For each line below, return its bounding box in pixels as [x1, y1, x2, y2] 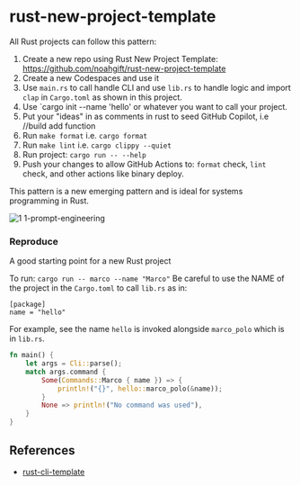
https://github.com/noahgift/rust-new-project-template [22, 63, 226, 74]
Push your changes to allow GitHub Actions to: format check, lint [22, 158, 267, 169]
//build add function [22, 120, 96, 131]
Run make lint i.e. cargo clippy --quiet [22, 139, 172, 150]
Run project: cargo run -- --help [22, 148, 146, 159]
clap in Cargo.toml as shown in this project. [22, 92, 182, 103]
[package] [9, 300, 47, 310]
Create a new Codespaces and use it [22, 72, 160, 83]
